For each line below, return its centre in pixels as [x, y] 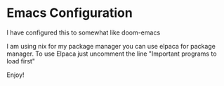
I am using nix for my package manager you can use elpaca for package [111, 46]
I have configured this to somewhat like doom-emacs [84, 32]
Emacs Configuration [70, 13]
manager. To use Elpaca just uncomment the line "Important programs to [112, 54]
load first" [21, 61]
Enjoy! [16, 75]
